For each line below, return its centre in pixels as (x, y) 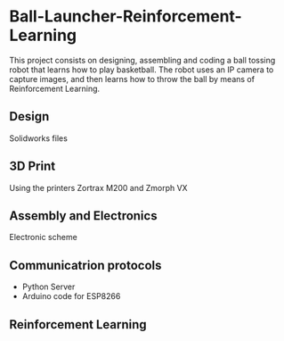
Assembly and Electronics (83, 216)
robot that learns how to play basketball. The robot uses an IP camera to (142, 70)
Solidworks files (39, 138)
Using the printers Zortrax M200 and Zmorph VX (99, 187)
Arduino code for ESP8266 (71, 296)
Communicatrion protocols (85, 265)
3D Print (32, 166)
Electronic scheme (43, 237)
